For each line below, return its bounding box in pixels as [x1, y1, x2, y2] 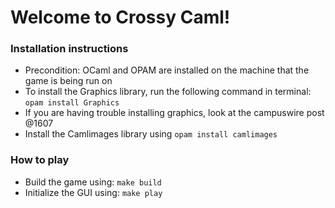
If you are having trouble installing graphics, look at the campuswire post [24, 107, 325, 119]
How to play [10, 153, 70, 167]
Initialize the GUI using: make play [24, 186, 163, 198]
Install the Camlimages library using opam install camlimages [24, 128, 278, 140]
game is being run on [24, 75, 113, 87]
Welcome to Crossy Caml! [10, 6, 231, 29]
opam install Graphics [24, 98, 120, 108]
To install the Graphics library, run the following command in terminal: [24, 86, 312, 98]
